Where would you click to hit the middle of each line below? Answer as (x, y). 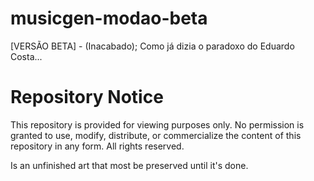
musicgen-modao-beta (109, 18)
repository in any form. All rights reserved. (97, 146)
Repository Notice (87, 97)
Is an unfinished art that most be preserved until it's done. (129, 165)
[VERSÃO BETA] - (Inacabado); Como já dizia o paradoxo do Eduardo (152, 46)
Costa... (26, 56)
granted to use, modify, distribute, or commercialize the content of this (156, 135)
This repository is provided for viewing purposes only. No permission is (157, 124)
